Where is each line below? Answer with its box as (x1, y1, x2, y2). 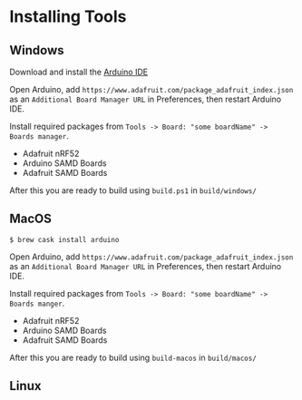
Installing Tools (9, 6, 127, 27)
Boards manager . (9, 131, 70, 141)
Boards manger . (9, 298, 65, 308)
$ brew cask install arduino (9, 235, 120, 244)
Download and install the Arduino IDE (9, 66, 148, 77)
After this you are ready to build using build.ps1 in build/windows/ (9, 185, 257, 196)
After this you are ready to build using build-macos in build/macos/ (9, 352, 257, 363)
